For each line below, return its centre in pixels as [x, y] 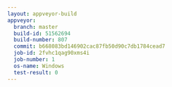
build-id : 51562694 [42, 33]
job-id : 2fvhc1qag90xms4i [52, 53]
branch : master [36, 27]
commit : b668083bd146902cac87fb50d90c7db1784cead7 [90, 46]
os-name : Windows [39, 66]
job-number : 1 [34, 60]
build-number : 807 [41, 40]
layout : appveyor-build [42, 14]
